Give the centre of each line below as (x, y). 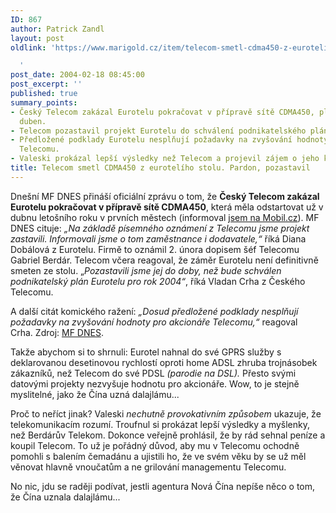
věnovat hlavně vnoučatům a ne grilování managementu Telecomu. (148, 467)
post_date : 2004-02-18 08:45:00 (77, 75)
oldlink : (28, 47)
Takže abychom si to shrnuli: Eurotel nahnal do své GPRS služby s (146, 352)
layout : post (37, 38)
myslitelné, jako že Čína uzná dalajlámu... (95, 394)
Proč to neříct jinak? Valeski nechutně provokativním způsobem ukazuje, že (166, 413)
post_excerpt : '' (46, 84)
